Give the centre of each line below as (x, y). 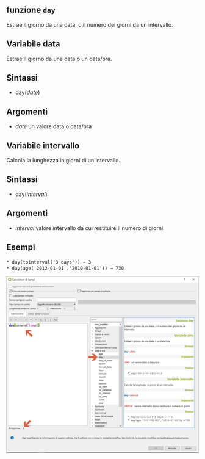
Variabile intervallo (43, 146)
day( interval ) (31, 194)
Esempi (21, 248)
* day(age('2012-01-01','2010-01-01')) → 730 (65, 268)
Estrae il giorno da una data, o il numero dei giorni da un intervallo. (90, 24)
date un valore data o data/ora (53, 126)
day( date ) (27, 92)
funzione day (31, 10)
